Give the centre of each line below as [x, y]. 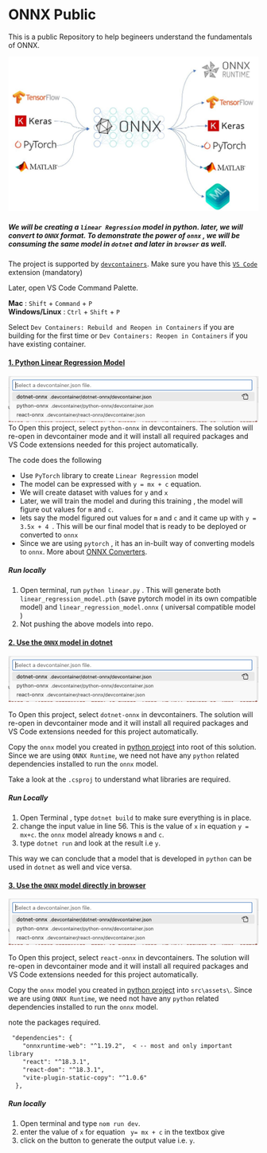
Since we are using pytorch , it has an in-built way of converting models [137, 543]
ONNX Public [52, 15]
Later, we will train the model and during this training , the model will [131, 501]
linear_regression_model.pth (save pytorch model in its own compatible [138, 598]
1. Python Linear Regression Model [67, 363]
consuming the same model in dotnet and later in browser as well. [118, 244]
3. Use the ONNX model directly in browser [77, 885]
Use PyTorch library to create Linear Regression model [109, 476]
